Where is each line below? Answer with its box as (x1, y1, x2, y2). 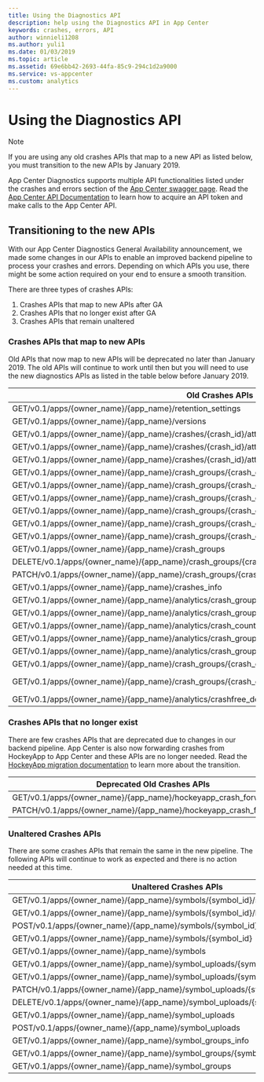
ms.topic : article (8, 56, 68, 64)
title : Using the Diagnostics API (8, 11, 122, 20)
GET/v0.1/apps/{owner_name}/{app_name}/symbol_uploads (12, 1010, 236, 1021)
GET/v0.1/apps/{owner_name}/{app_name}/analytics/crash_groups (12, 594, 262, 605)
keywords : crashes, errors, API (8, 26, 114, 34)
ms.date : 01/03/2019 (8, 48, 76, 56)
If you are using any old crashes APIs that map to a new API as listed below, (8, 152, 253, 162)
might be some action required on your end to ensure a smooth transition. (8, 270, 247, 279)
